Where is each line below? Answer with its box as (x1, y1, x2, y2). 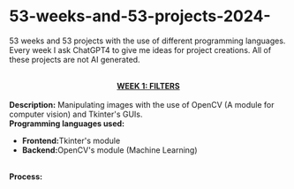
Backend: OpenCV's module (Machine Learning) (21, 144, 198, 155)
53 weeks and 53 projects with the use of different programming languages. (9, 35, 286, 46)
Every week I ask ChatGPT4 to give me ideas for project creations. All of (9, 44, 272, 55)
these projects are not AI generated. (9, 54, 140, 64)
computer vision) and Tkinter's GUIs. (9, 109, 143, 119)
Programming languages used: (9, 117, 125, 129)
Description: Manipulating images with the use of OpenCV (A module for (9, 99, 275, 110)
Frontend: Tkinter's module (21, 135, 121, 146)
